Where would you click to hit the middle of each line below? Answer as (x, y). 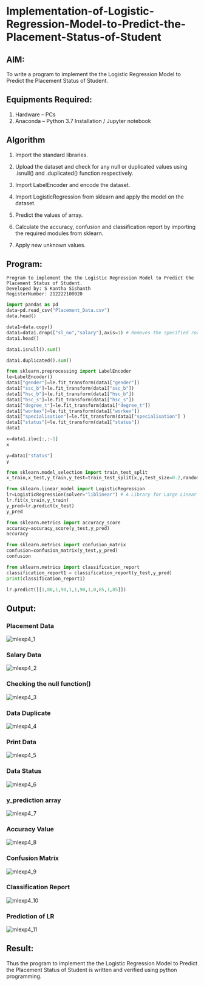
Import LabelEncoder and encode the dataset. (73, 185)
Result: (20, 949)
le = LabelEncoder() (29, 377)
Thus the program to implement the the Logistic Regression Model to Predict (102, 963)
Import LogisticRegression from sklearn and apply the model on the (99, 197)
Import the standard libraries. (51, 155)
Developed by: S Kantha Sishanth (49, 289)
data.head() (21, 316)
